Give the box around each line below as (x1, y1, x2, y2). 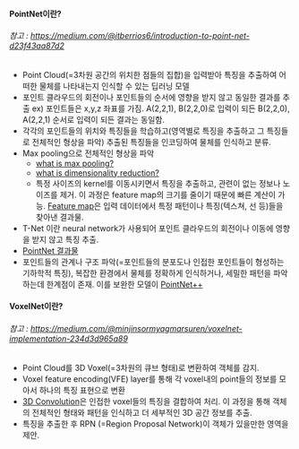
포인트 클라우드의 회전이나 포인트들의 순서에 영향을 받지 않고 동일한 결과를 (21, 91, 281, 102)
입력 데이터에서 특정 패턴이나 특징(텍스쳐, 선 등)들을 (102, 200, 284, 211)
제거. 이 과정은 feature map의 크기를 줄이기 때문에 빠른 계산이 (59, 189, 276, 200)
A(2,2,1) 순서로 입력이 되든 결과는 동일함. (21, 114, 166, 125)
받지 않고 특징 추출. (31, 234, 99, 245)
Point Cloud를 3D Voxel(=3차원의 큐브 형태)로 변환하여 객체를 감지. (21, 362, 260, 373)
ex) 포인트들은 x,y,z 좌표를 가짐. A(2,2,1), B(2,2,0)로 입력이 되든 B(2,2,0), (31, 103, 291, 114)
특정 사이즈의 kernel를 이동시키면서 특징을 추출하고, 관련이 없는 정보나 (35, 177, 281, 188)
